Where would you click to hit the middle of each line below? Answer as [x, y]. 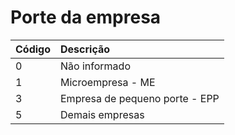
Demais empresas [102, 114]
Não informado [95, 66]
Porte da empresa [86, 17]
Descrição [85, 49]
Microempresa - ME [108, 82]
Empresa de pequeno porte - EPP [140, 98]
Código [33, 49]
